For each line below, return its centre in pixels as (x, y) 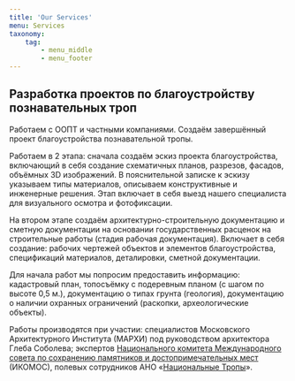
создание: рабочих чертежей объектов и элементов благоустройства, (143, 248)
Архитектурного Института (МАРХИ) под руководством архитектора (140, 339)
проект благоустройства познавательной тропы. (101, 139)
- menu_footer (67, 58)
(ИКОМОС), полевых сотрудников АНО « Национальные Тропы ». (131, 367)
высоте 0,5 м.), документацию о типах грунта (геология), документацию (147, 293)
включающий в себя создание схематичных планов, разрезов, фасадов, (147, 165)
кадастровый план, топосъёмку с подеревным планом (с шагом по (137, 284)
